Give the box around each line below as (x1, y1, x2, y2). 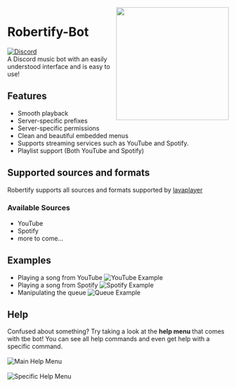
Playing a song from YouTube (17, 273, 103, 281)
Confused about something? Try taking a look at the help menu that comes (7, 327, 225, 336)
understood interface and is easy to (7, 62, 110, 70)
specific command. (7, 342, 63, 351)
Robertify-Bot (7, 24, 89, 40)
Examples (7, 254, 51, 266)
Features (7, 90, 47, 102)
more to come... (17, 234, 64, 242)
